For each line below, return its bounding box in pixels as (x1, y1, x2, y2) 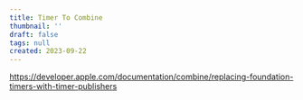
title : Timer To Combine (9, 13, 103, 23)
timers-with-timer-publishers (9, 81, 118, 92)
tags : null (9, 38, 51, 48)
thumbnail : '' (9, 22, 63, 31)
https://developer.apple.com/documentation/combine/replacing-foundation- (9, 71, 294, 82)
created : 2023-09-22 (9, 47, 88, 56)
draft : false (9, 30, 59, 39)
